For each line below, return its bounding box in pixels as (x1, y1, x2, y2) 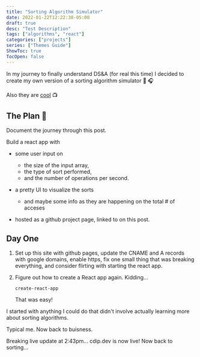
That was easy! (14, 296, 53, 303)
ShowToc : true (6, 48, 42, 54)
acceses (23, 204, 45, 211)
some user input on (14, 150, 63, 157)
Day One (6, 233, 39, 244)
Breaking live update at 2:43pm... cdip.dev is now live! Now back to (6, 338, 173, 345)
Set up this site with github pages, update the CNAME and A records (14, 249, 185, 256)
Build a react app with (6, 138, 60, 146)
